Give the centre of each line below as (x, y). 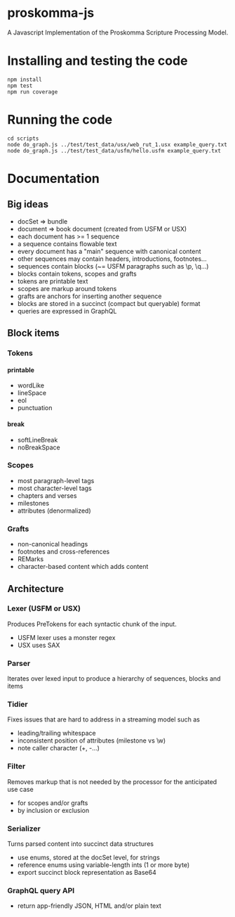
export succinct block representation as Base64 (87, 872)
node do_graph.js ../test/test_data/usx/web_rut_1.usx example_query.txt (117, 145)
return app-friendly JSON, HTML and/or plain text (89, 906)
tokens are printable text (53, 281)
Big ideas (28, 204)
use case (20, 789)
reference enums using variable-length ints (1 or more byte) (103, 865)
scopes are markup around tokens (67, 288)
